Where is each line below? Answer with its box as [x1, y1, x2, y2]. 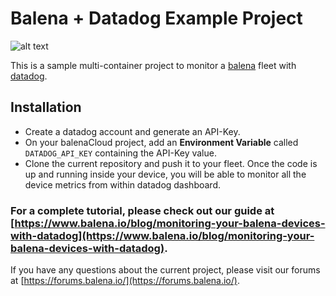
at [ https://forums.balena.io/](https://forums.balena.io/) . [10, 275, 240, 287]
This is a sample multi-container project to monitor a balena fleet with [10, 59, 297, 71]
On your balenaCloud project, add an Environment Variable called [24, 136, 299, 148]
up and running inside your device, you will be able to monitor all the [24, 168, 307, 180]
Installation [10, 99, 82, 116]
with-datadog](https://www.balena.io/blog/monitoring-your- [10, 228, 315, 242]
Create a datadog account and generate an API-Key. [24, 125, 241, 137]
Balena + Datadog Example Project [10, 7, 303, 30]
